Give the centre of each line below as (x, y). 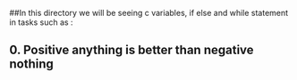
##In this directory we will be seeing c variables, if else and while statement (149, 13)
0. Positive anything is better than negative (132, 50)
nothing (31, 64)
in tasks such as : (41, 22)
